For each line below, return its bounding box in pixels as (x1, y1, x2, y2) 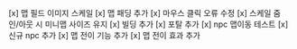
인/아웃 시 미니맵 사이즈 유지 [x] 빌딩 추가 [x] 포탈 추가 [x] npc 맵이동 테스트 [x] (8, 19, 289, 29)
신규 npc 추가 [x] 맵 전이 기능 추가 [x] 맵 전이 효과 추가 (8, 30, 200, 40)
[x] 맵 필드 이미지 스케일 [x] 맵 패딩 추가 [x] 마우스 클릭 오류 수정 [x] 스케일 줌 (8, 8, 282, 18)
